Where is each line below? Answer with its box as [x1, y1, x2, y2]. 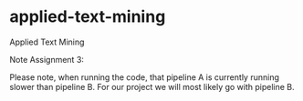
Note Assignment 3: [9, 54, 85, 65]
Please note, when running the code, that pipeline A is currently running [9, 71, 280, 83]
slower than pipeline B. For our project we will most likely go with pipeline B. [9, 81, 295, 92]
